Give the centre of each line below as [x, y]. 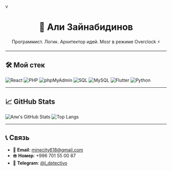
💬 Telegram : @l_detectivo [40, 163]
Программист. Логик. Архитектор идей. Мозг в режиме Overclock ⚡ [86, 42]
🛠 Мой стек [25, 65]
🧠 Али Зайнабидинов [86, 27]
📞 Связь [17, 137]
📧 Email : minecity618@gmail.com [48, 150]
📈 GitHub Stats [30, 102]
